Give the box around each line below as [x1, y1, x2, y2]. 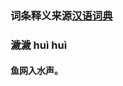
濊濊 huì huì [10, 38, 68, 52]
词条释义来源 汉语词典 [10, 8, 113, 22]
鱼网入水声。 [10, 65, 63, 77]
